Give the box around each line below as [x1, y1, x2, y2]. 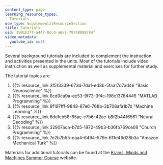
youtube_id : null [9, 39, 45, 44]
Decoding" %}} [12, 119, 43, 125]
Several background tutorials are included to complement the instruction [5, 53, 152, 59]
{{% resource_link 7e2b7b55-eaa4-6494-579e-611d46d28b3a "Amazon [12, 134, 159, 140]
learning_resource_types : [5, 12, 58, 17]
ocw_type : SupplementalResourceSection [5, 21, 87, 26]
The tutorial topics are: [5, 72, 51, 79]
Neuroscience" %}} [12, 87, 52, 94]
